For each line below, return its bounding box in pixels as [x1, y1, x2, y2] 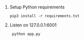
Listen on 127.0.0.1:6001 [9, 22, 57, 28]
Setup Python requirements [9, 4, 65, 10]
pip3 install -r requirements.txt [9, 14, 80, 19]
